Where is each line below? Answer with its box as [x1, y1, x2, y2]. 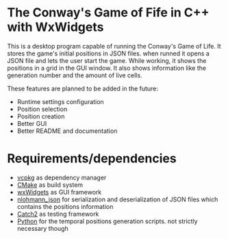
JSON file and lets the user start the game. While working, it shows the [7, 56, 207, 64]
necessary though [16, 224, 68, 232]
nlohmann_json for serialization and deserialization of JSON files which [16, 195, 218, 203]
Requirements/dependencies [7, 151, 177, 166]
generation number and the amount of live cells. [7, 71, 142, 79]
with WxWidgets [7, 19, 104, 35]
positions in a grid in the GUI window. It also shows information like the [7, 64, 207, 72]
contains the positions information [16, 202, 114, 210]
